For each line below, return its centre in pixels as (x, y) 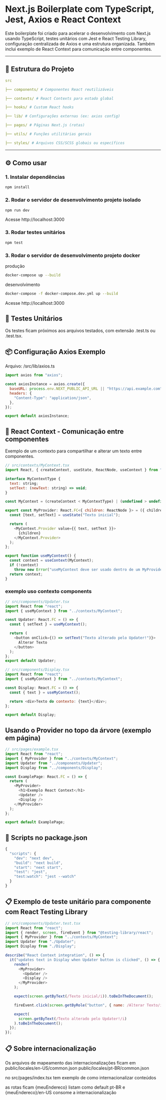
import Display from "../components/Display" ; (54, 768)
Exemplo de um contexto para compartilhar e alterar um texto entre (74, 451)
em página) (23, 738)
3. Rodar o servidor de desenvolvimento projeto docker (73, 255)
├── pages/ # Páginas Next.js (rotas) (45, 125)
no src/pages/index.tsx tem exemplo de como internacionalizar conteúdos (81, 1077)
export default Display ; (31, 715)
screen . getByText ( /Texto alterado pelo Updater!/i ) (72, 1019)
